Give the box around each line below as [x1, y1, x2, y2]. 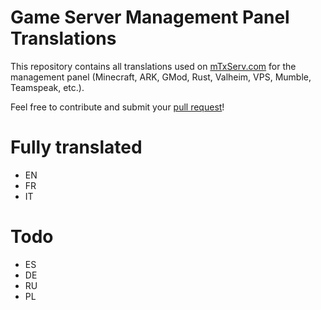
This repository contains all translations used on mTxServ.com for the [10, 60, 297, 72]
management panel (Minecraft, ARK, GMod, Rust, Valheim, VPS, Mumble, [10, 71, 312, 83]
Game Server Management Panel [10, 6, 290, 29]
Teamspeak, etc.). [10, 81, 85, 93]
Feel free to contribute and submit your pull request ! [10, 101, 225, 113]
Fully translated [10, 136, 143, 159]
